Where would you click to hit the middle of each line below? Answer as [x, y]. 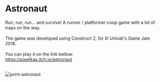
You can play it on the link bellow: [39, 54]
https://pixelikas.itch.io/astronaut [39, 59]
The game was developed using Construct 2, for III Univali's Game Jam [78, 38]
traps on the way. [23, 27]
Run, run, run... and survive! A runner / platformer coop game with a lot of [80, 22]
